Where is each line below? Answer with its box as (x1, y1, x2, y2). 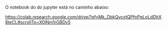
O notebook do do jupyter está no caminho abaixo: (5, 4, 110, 10)
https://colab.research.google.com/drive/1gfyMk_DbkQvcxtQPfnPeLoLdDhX (5, 14, 162, 19)
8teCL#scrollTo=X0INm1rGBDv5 (5, 19, 71, 25)
